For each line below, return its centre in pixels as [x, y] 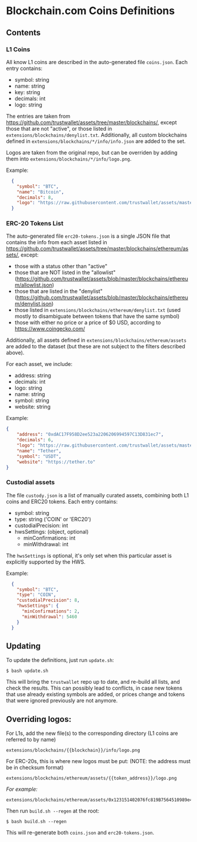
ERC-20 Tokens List [35, 224]
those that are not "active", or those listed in [59, 128]
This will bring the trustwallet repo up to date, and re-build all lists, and [93, 682]
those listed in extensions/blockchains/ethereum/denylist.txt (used [97, 310]
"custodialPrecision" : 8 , [48, 600]
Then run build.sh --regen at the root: [53, 811]
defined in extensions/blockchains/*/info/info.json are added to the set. [96, 141]
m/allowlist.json [33, 285]
